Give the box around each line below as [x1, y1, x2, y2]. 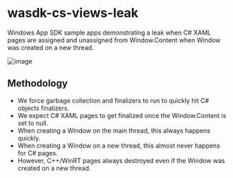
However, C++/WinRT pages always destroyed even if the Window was [17, 156, 225, 165]
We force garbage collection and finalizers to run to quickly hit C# [17, 96, 210, 105]
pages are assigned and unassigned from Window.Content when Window [7, 35, 221, 44]
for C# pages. [17, 148, 58, 157]
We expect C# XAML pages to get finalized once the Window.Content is [17, 111, 227, 119]
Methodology [7, 78, 68, 90]
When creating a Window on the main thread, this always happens [17, 126, 210, 135]
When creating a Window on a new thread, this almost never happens [17, 141, 220, 150]
